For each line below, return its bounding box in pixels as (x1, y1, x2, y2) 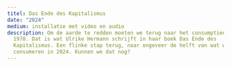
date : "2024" (7, 16, 45, 23)
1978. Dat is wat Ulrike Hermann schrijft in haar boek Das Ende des (13, 36, 217, 43)
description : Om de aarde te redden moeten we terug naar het (7, 29, 189, 36)
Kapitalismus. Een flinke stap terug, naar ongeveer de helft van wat (13, 42, 220, 49)
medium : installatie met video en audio (7, 23, 125, 30)
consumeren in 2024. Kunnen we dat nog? (13, 49, 131, 56)
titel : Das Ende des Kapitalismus (7, 10, 107, 17)
